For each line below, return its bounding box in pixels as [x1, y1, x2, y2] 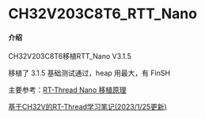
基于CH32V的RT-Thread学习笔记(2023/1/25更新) [8, 102, 168, 112]
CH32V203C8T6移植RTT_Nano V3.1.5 [8, 52, 132, 61]
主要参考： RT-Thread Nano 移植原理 [8, 85, 127, 95]
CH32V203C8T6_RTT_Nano [8, 5, 198, 23]
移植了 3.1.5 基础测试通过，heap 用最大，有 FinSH [8, 68, 171, 78]
